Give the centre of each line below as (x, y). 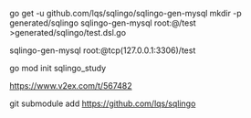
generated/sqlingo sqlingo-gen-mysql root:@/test (103, 23)
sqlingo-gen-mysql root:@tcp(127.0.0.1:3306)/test (103, 50)
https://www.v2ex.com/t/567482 (71, 86)
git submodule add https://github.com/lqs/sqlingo (103, 103)
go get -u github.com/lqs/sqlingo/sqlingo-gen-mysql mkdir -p (125, 13)
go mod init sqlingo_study (58, 68)
